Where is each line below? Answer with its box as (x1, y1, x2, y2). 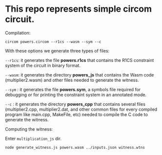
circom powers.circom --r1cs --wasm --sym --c (5, 39, 101, 44)
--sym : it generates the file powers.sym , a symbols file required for (5, 86, 141, 92)
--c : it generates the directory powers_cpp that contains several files (5, 101, 145, 107)
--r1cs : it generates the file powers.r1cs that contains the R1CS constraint (5, 57, 154, 63)
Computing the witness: (5, 126, 53, 132)
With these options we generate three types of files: (5, 48, 110, 54)
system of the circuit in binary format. (5, 62, 81, 68)
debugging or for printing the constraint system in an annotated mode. (5, 92, 147, 97)
